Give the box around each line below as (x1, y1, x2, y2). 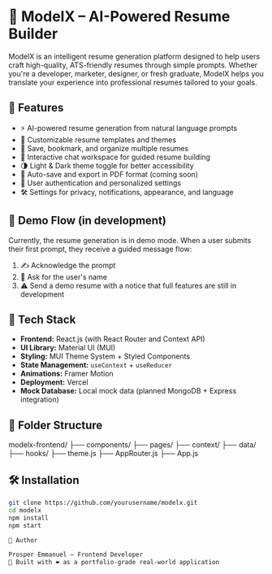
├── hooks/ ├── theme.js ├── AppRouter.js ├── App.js (8, 449, 199, 459)
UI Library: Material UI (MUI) (19, 343, 116, 353)
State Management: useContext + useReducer (19, 360, 173, 370)
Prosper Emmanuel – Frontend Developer (8, 550, 144, 559)
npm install (8, 514, 49, 522)
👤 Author (8, 536, 38, 544)
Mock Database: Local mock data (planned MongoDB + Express (19, 386, 237, 396)
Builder (8, 24, 58, 43)
